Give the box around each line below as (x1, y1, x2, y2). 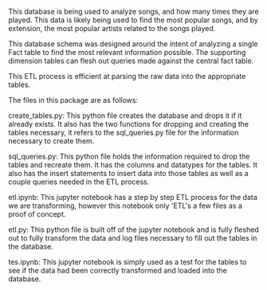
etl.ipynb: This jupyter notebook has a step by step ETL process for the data (8, 193, 257, 202)
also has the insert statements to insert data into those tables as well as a (8, 169, 249, 178)
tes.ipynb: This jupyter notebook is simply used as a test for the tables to (8, 257, 247, 266)
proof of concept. (8, 210, 66, 218)
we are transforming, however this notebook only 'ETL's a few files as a (8, 201, 243, 210)
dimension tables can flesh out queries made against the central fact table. (8, 56, 254, 65)
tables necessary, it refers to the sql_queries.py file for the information (8, 127, 239, 137)
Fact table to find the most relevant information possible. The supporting (8, 48, 246, 57)
